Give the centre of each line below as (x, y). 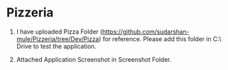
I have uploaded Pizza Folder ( (59, 32)
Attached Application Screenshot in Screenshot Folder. (94, 59)
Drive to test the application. (56, 46)
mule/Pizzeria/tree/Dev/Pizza (58, 38)
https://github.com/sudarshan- (146, 32)
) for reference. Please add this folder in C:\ (160, 38)
